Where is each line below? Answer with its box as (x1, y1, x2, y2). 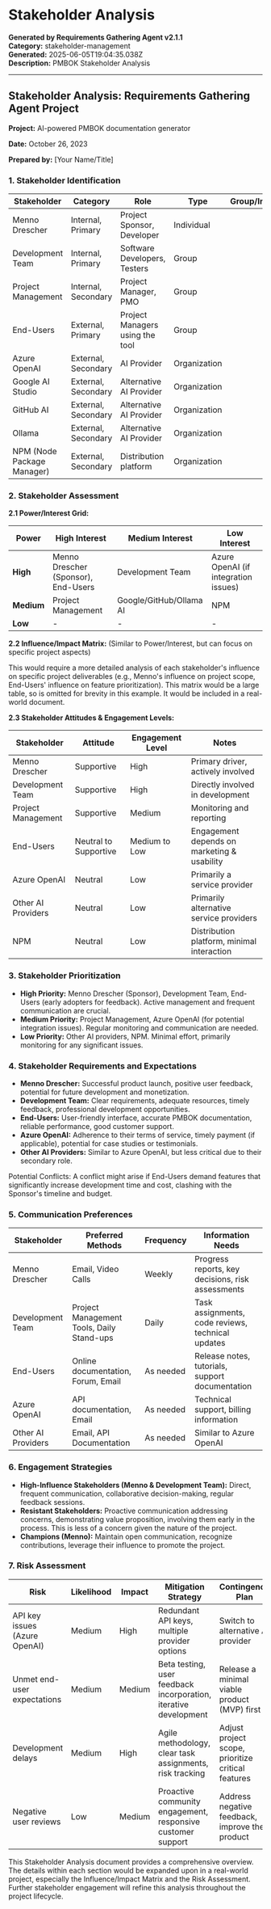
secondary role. (19, 1156, 73, 1165)
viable (219, 1684, 243, 1695)
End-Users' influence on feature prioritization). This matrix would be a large (8, 681, 260, 690)
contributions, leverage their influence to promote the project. (19, 1540, 226, 1549)
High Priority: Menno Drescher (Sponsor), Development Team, (19, 988, 230, 998)
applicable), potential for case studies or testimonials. (19, 1138, 198, 1148)
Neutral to (74, 836, 113, 847)
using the (119, 330, 156, 341)
